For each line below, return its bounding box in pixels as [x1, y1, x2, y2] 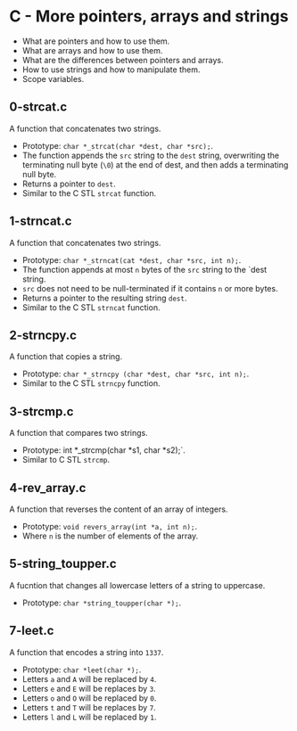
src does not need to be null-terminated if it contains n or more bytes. [21, 283, 278, 293]
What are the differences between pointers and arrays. [21, 54, 224, 65]
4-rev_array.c [9, 480, 87, 496]
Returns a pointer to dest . [21, 178, 116, 189]
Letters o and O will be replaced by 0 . [21, 693, 157, 703]
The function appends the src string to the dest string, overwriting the [21, 150, 280, 160]
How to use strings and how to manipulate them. [21, 64, 201, 75]
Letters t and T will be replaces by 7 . [21, 702, 156, 712]
